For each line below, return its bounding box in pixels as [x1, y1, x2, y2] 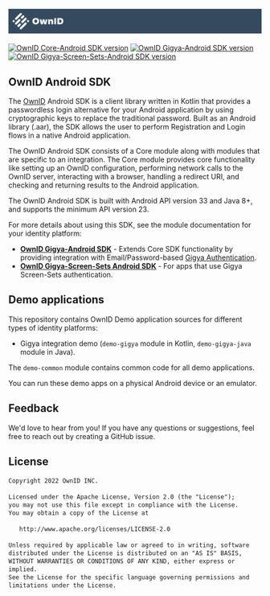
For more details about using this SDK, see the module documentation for [8, 220, 252, 230]
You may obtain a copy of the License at [8, 509, 149, 517]
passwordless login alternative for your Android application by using [8, 105, 235, 115]
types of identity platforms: [8, 323, 98, 332]
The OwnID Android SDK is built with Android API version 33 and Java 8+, [8, 196, 253, 206]
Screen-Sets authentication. [19, 270, 113, 280]
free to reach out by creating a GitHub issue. [8, 431, 155, 441]
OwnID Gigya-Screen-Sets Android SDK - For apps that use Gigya [19, 261, 243, 271]
